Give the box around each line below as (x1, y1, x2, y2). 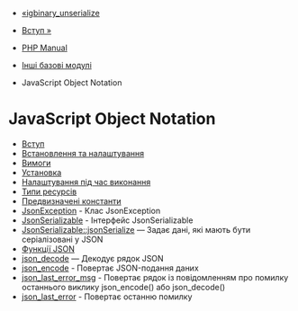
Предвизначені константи (21, 195, 122, 206)
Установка (21, 166, 62, 178)
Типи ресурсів (21, 186, 77, 197)
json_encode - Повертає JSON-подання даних (21, 262, 199, 273)
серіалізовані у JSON (21, 234, 104, 244)
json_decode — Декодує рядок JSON (21, 253, 164, 263)
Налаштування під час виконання (21, 176, 151, 187)
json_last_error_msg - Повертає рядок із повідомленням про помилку (21, 271, 289, 282)
